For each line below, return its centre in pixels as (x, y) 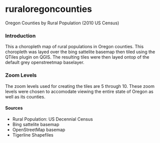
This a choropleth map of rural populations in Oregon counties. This (75, 47)
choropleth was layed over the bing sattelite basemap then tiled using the (80, 52)
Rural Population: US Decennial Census (53, 119)
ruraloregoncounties (49, 9)
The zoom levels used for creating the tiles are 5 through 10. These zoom (80, 86)
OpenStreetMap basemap (39, 130)
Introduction (20, 36)
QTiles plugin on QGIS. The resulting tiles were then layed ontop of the (77, 57)
